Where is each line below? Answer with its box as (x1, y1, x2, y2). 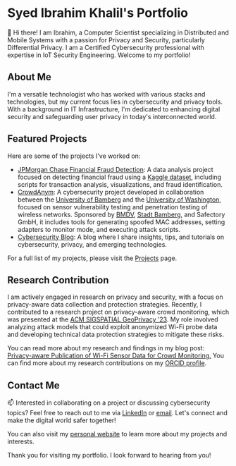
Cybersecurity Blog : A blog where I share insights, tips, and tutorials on (17, 233, 225, 241)
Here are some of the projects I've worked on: (7, 152, 141, 160)
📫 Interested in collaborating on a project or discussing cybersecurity (7, 398, 211, 407)
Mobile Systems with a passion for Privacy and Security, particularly (7, 35, 206, 44)
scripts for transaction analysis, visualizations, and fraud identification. (17, 180, 223, 188)
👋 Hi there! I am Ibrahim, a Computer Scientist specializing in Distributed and (7, 28, 229, 37)
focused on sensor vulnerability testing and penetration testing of (17, 202, 208, 211)
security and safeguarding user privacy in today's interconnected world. (7, 112, 217, 121)
